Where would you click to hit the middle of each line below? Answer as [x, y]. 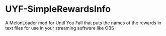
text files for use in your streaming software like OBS [60, 28]
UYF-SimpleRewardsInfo [58, 9]
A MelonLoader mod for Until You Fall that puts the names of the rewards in [83, 23]
